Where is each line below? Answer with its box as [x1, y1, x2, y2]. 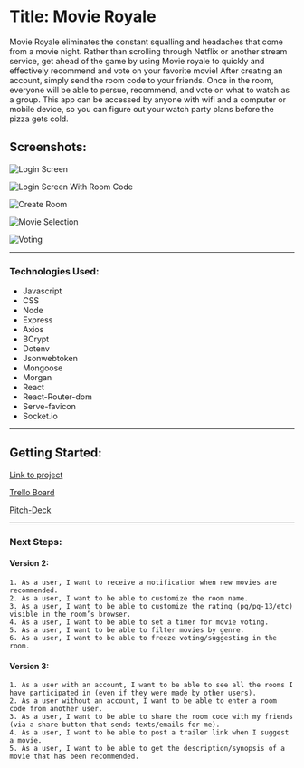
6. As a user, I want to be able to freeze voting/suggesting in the [9, 633, 278, 642]
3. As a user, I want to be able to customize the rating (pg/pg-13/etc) [9, 601, 294, 610]
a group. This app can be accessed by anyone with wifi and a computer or [9, 93, 287, 105]
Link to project [9, 469, 63, 480]
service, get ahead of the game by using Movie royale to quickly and [9, 55, 265, 66]
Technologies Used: [9, 264, 100, 277]
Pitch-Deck [9, 504, 52, 515]
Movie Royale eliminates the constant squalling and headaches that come [9, 36, 283, 47]
